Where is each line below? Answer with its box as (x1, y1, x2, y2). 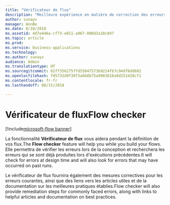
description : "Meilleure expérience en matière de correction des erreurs (5, 12, 166, 17)
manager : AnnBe (5, 21, 37, 27)
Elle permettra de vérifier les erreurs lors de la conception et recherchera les (5, 146, 165, 152)
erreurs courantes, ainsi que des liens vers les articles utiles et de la (5, 178, 147, 184)
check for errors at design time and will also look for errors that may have (5, 157, 158, 163)
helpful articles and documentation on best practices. (5, 193, 117, 200)
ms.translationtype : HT (5, 64, 56, 69)
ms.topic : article (5, 36, 44, 41)
